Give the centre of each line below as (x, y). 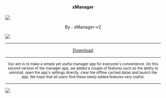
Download (83, 50)
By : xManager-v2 (83, 27)
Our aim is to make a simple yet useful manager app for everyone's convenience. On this (83, 64)
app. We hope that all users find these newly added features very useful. (83, 77)
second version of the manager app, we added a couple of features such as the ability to (83, 68)
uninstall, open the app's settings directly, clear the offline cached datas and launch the (83, 73)
